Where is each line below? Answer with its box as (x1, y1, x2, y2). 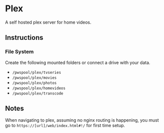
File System (5, 48, 34, 55)
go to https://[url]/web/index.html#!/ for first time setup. (5, 123, 126, 129)
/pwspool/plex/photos (12, 80, 57, 85)
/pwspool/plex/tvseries (12, 70, 62, 75)
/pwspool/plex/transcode (12, 91, 64, 96)
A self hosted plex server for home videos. (5, 19, 92, 25)
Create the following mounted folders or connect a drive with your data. (5, 60, 151, 66)
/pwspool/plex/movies (12, 75, 57, 80)
